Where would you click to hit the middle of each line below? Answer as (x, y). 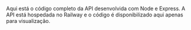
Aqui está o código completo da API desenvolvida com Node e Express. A (96, 9)
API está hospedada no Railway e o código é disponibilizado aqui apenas (95, 15)
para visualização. (28, 21)
